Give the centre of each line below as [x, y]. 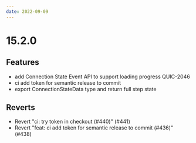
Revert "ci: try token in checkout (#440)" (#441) [72, 122]
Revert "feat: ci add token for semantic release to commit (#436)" [94, 128]
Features [23, 62]
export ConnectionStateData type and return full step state [85, 89]
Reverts [21, 107]
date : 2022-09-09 [27, 11]
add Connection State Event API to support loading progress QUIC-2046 [102, 77]
